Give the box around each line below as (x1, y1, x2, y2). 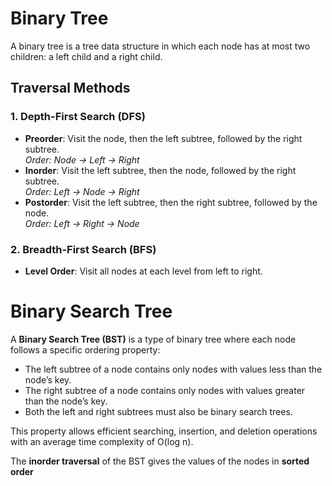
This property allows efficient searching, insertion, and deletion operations (10, 425, 318, 437)
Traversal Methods (10, 80, 131, 97)
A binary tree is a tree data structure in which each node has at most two (10, 40, 311, 52)
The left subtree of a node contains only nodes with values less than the (24, 363, 323, 375)
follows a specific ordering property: (10, 343, 161, 356)
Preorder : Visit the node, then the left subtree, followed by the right (24, 132, 303, 144)
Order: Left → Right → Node (24, 217, 140, 229)
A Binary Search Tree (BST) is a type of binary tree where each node (10, 333, 297, 345)
